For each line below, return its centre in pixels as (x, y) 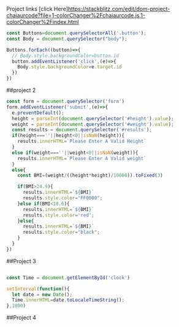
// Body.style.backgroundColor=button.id (66, 56)
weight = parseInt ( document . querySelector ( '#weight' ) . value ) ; (93, 124)
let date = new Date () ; (42, 294)
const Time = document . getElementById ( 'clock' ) (68, 278)
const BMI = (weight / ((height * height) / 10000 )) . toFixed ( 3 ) (90, 175)
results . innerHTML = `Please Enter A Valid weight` (82, 158)
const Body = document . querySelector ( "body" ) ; (67, 39)
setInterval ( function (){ (38, 289)
